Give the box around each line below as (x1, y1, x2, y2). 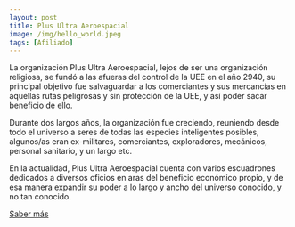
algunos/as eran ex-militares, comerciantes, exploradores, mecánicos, (9, 136, 267, 147)
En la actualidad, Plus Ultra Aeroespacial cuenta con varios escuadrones (9, 163, 276, 174)
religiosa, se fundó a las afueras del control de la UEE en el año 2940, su (9, 72, 276, 83)
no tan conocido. (9, 191, 71, 202)
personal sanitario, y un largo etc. (9, 146, 132, 157)
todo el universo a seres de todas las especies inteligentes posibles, (9, 126, 260, 138)
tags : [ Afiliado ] (9, 37, 74, 47)
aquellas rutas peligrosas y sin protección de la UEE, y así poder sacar (9, 91, 267, 101)
